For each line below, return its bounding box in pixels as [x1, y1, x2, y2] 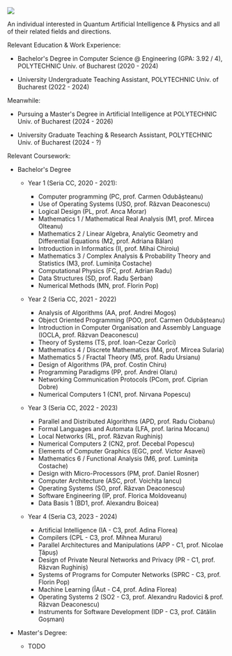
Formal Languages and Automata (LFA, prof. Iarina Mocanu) [38, 425, 210, 432]
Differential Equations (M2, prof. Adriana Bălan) [38, 237, 174, 245]
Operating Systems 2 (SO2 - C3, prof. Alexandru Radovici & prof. [38, 593, 224, 601]
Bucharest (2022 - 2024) [17, 83, 90, 91]
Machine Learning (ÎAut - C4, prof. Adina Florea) [38, 585, 178, 593]
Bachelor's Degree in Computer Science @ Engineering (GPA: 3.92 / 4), [17, 54, 223, 62]
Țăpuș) [38, 548, 59, 556]
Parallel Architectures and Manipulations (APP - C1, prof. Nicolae [38, 541, 224, 549]
